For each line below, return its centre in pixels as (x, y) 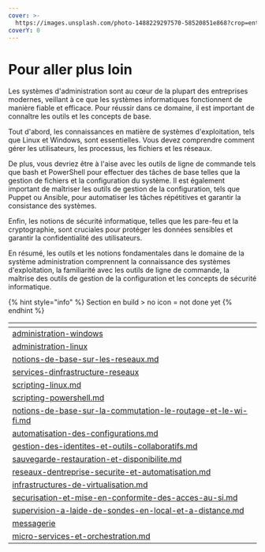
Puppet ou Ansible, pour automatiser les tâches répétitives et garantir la (125, 198)
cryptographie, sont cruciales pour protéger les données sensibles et (120, 229)
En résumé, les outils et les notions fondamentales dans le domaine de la (126, 253)
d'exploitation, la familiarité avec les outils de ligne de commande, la (119, 270)
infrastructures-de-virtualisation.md (80, 485)
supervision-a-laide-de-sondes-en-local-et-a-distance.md (128, 511)
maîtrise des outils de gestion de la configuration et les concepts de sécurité (132, 278)
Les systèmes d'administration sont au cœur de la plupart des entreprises (128, 91)
